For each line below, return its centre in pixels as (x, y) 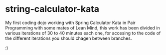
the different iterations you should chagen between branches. (69, 38)
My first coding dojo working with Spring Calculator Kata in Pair (70, 23)
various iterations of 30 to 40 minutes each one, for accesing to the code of (83, 33)
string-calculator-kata (52, 9)
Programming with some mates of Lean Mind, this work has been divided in (83, 27)
